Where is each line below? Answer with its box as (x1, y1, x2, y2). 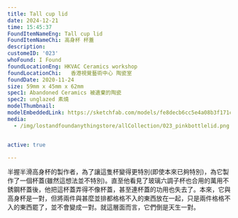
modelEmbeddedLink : (7, 109, 65, 116)
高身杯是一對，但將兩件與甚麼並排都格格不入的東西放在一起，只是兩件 (7, 194, 212, 202)
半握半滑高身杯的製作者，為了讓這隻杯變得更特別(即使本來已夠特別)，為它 (7, 168, 223, 176)
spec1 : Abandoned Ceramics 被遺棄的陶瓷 (7, 89, 122, 96)
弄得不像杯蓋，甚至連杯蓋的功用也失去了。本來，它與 (75, 185, 231, 194)
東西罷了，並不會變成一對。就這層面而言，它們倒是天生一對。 (19, 203, 200, 212)
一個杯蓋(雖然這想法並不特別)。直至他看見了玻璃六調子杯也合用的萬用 (19, 176, 223, 185)
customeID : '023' (7, 50, 59, 57)
